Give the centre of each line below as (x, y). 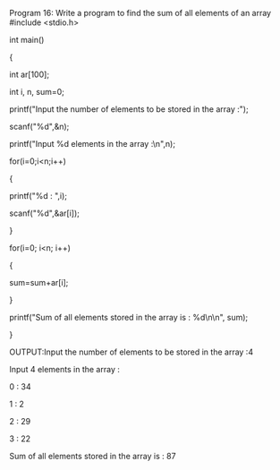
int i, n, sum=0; (37, 92)
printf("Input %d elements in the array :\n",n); (93, 144)
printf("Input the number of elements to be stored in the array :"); (129, 109)
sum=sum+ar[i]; (39, 282)
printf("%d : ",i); (38, 196)
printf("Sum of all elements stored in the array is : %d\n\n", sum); (129, 317)
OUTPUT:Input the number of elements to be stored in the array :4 (131, 352)
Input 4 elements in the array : (65, 369)
